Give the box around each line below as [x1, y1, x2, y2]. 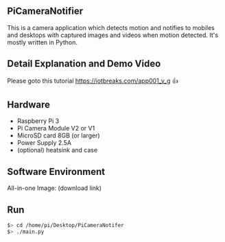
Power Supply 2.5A [16, 139, 72, 147]
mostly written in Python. [7, 38, 78, 46]
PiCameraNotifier [7, 5, 84, 17]
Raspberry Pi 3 [16, 117, 60, 125]
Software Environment [7, 165, 105, 177]
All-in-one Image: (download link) [7, 184, 102, 192]
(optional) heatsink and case [16, 146, 98, 154]
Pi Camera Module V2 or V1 [16, 124, 95, 133]
